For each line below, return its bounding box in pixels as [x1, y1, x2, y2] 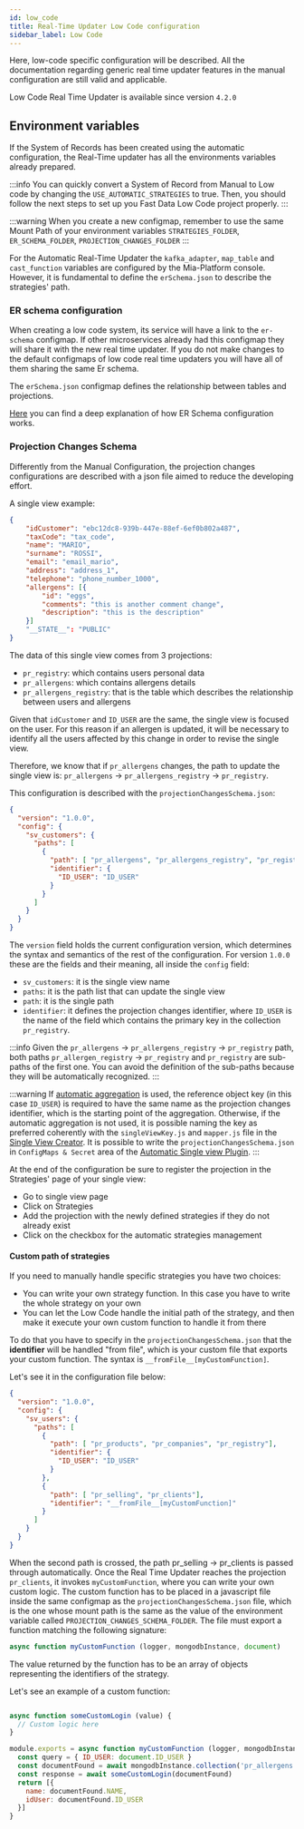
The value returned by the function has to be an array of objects [9, 1659, 249, 1669]
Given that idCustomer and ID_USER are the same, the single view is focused [9, 714, 290, 725]
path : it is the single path [22, 996, 115, 1007]
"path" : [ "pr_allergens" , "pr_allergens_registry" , [49, 856, 253, 865]
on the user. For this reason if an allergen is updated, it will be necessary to [9, 723, 290, 735]
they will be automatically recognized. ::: [9, 1071, 160, 1082]
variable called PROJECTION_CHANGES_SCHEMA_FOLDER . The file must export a [9, 1615, 282, 1626]
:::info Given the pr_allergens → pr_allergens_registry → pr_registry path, [9, 1042, 294, 1053]
